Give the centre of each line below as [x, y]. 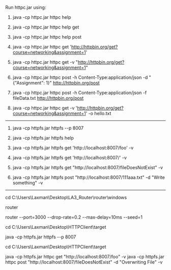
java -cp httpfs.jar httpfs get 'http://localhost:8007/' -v [70, 158]
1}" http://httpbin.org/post [73, 83]
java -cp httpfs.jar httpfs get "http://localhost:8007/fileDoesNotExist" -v [88, 167]
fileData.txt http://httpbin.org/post [48, 98]
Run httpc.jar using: [26, 7]
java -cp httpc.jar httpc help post [47, 37]
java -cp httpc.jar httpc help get [46, 27]
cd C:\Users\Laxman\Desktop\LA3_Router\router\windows [66, 197]
